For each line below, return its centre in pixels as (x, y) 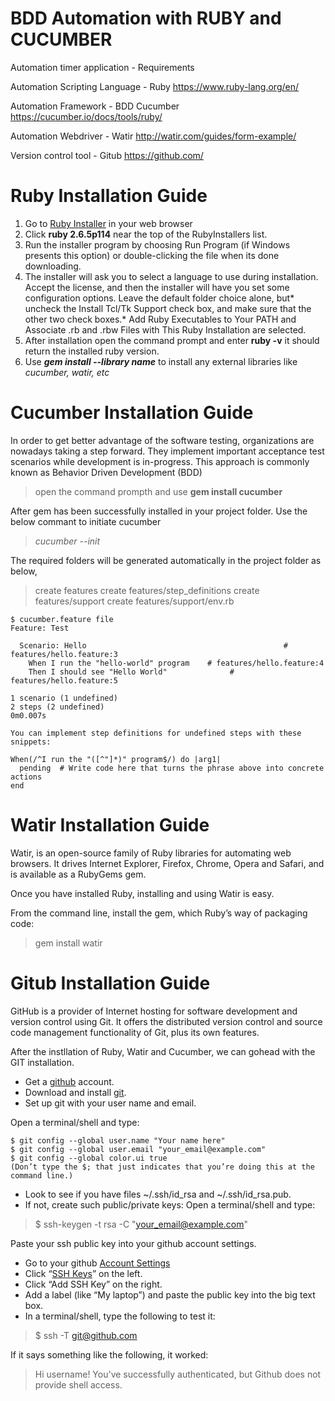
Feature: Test (40, 628)
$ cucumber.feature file (62, 619)
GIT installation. (42, 1062)
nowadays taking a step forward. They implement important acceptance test (167, 451)
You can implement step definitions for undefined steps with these (156, 733)
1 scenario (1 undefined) (64, 698)
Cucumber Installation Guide (132, 413)
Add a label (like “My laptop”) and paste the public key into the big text (170, 1294)
